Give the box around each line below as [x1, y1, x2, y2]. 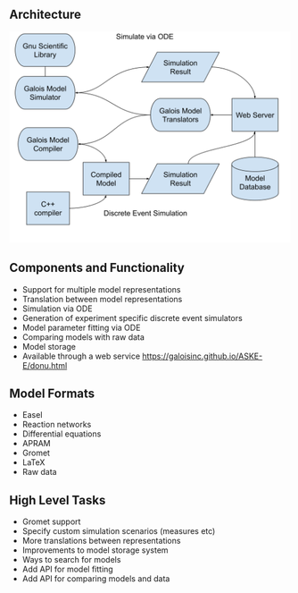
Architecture [9, 7, 82, 22]
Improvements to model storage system [21, 545, 169, 555]
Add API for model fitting [21, 563, 113, 575]
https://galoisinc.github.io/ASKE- [142, 351, 263, 361]
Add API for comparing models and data [21, 573, 170, 584]
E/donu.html [21, 360, 68, 370]
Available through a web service [21, 351, 141, 361]
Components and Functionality [9, 260, 185, 275]
